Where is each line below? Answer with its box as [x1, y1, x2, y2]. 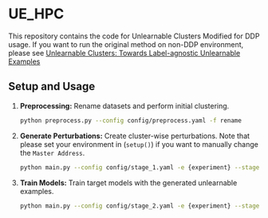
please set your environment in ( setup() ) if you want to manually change [19, 139, 259, 149]
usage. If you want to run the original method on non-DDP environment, [8, 39, 244, 49]
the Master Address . [19, 148, 85, 157]
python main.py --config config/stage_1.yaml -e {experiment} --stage [19, 163, 260, 172]
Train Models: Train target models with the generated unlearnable [19, 177, 238, 188]
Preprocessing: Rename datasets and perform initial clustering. [19, 101, 230, 110]
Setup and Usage [8, 80, 96, 93]
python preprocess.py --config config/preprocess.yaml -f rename [19, 117, 242, 125]
